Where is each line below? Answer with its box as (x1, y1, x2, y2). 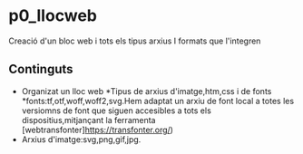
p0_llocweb (8, 5, 97, 26)
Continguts (8, 62, 73, 77)
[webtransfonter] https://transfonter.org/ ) (21, 124, 174, 135)
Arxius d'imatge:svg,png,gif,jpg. (21, 133, 142, 145)
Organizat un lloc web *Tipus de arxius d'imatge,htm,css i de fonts (21, 85, 272, 96)
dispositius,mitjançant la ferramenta (21, 114, 156, 125)
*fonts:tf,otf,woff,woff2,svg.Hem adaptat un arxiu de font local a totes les (21, 95, 295, 106)
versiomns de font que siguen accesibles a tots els (21, 105, 212, 116)
